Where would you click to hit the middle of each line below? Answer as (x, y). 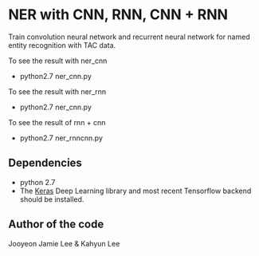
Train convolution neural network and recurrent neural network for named (129, 37)
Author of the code (56, 224)
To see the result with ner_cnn (58, 61)
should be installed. (52, 199)
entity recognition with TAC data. (62, 45)
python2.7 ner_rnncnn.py (61, 138)
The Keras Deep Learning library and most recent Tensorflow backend (135, 191)
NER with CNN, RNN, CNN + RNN (118, 15)
